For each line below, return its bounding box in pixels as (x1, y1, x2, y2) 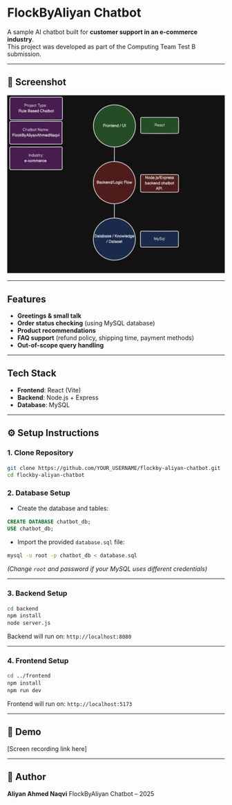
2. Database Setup (7, 488, 70, 498)
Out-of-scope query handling (17, 341, 104, 350)
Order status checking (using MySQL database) (17, 319, 155, 327)
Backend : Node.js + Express (17, 393, 99, 401)
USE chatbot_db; (7, 525, 54, 532)
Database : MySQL (17, 400, 70, 409)
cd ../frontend (7, 673, 51, 680)
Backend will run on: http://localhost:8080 (7, 632, 132, 641)
